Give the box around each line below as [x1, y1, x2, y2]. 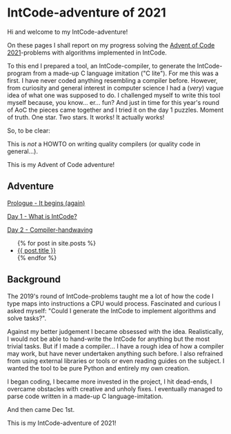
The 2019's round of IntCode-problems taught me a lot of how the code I [7, 292, 214, 300]
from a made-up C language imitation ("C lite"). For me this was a [32, 69, 219, 77]
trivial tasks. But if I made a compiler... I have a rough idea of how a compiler [7, 342, 224, 350]
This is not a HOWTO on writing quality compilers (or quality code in [7, 139, 201, 148]
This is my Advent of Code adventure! [7, 160, 115, 168]
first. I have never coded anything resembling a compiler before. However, [7, 76, 219, 84]
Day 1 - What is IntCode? [7, 212, 77, 220]
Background [7, 274, 61, 286]
